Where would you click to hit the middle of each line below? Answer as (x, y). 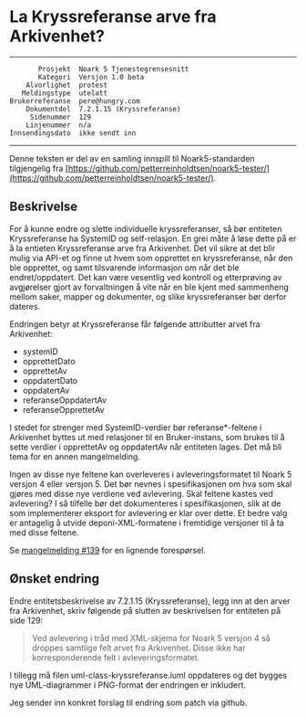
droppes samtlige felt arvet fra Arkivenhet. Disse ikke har (138, 648)
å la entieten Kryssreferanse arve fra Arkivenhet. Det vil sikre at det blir (143, 248)
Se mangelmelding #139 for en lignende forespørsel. (108, 550)
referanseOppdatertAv (65, 400)
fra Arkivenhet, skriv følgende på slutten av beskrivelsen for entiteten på (145, 610)
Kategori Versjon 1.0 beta (91, 77)
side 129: (26, 620)
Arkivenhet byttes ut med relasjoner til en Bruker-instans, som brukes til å (147, 437)
